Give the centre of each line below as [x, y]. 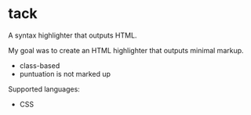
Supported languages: [44, 89]
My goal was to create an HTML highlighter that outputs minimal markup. [126, 50]
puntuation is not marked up [65, 74]
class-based [40, 65]
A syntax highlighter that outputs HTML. [73, 35]
